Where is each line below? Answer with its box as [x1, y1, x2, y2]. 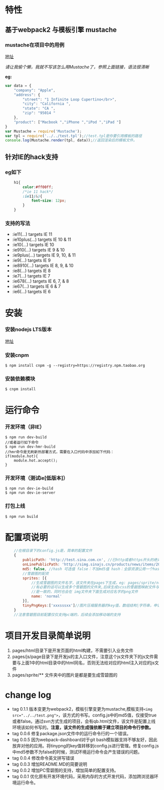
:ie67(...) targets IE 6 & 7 [12, 283, 61, 289]
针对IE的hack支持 [5, 153, 59, 161]
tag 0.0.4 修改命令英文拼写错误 [12, 755, 75, 761]
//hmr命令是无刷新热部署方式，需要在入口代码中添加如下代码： [5, 449, 114, 454]
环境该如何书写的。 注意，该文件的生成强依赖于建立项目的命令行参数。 [12, 724, 154, 731]
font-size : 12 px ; [31, 198, 67, 204]
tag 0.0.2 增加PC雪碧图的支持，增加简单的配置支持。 [12, 767, 119, 773]
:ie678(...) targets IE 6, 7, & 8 [12, 278, 69, 284]
